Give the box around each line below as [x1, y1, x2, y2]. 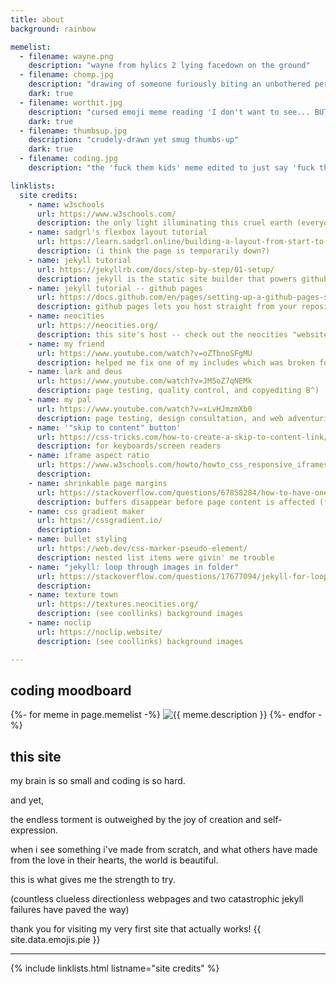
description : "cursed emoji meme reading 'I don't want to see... [28, 107, 311, 117]
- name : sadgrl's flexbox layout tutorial [28, 227, 208, 238]
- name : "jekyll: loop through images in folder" [28, 562, 240, 572]
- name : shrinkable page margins [28, 478, 168, 488]
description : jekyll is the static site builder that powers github [36, 274, 329, 284]
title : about [10, 14, 65, 25]
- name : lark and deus [28, 367, 123, 377]
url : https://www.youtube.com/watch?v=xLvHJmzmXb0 [36, 404, 253, 414]
